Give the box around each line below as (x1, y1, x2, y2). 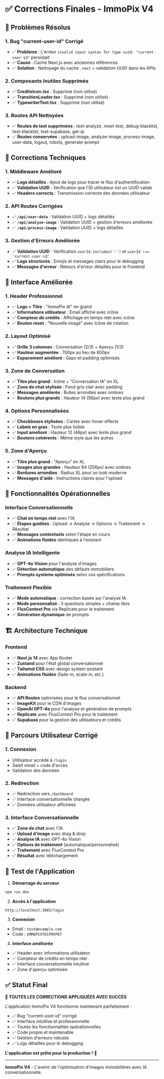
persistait (31, 54, 50, 60)
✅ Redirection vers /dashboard (12, 790, 73, 796)
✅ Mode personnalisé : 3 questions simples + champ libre (12, 601, 130, 606)
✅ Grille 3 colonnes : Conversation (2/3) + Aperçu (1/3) (12, 344, 124, 350)
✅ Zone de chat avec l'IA (12, 825, 63, 831)
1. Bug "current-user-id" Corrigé (5, 38, 84, 44)
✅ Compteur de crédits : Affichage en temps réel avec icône (12, 315, 135, 321)
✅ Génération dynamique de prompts (12, 611, 89, 617)
